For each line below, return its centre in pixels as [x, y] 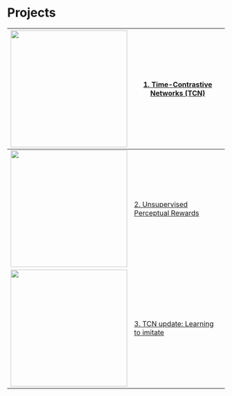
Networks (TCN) [178, 93]
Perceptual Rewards [167, 213]
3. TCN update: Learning [174, 323]
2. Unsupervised [161, 204]
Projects [32, 13]
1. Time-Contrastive [178, 84]
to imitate [149, 332]
